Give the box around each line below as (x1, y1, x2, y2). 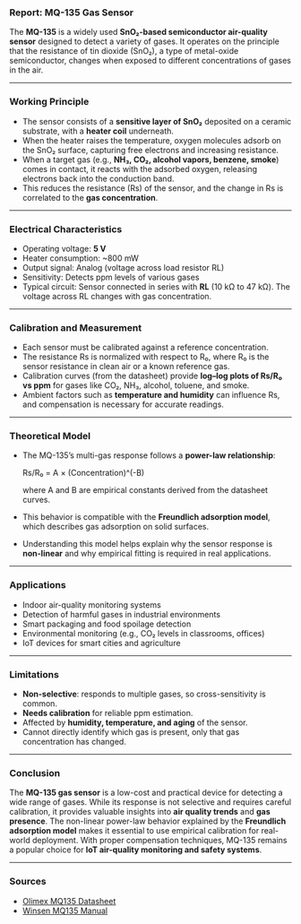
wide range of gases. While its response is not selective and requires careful (9, 797, 292, 807)
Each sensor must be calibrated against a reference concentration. (21, 342, 269, 353)
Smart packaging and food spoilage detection (21, 618, 192, 629)
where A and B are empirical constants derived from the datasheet (21, 485, 269, 496)
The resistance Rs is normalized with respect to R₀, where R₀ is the (21, 351, 270, 362)
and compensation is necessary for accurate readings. (21, 399, 224, 410)
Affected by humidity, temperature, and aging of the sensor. (21, 717, 248, 728)
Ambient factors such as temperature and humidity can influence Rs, (21, 390, 280, 401)
